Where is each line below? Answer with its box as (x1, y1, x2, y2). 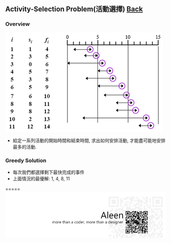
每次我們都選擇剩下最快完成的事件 (12, 169, 85, 175)
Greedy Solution (5, 157, 47, 164)
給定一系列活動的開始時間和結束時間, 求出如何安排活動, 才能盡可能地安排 (12, 137, 166, 144)
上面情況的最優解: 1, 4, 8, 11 (12, 175, 70, 181)
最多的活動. (12, 144, 37, 150)
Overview (5, 21, 30, 28)
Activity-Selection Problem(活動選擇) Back (5, 5, 143, 14)
